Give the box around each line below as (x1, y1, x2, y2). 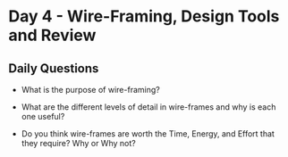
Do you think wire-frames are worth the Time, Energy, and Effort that (21, 128, 275, 139)
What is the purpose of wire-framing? (21, 85, 160, 95)
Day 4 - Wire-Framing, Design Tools (8, 6, 280, 27)
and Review (8, 25, 97, 45)
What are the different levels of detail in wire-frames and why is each (21, 102, 276, 112)
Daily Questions (8, 61, 99, 76)
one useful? (21, 112, 65, 121)
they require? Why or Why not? (21, 138, 136, 148)
